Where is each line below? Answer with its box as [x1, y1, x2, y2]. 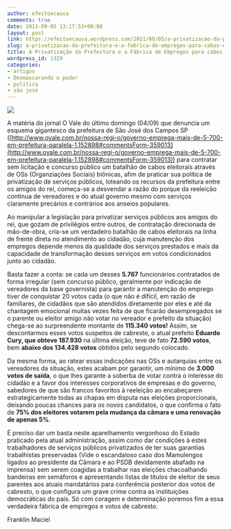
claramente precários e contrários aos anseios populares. [7, 199, 170, 208]
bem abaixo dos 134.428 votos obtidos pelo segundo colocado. [7, 343, 190, 352]
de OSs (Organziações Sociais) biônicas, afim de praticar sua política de [7, 170, 212, 179]
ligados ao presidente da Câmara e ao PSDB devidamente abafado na [7, 458, 205, 466]
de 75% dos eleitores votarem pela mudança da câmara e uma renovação [7, 408, 221, 417]
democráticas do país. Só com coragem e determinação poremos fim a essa [7, 495, 223, 503]
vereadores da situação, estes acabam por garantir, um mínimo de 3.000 [7, 364, 214, 372]
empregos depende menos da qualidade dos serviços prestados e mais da [7, 242, 219, 250]
